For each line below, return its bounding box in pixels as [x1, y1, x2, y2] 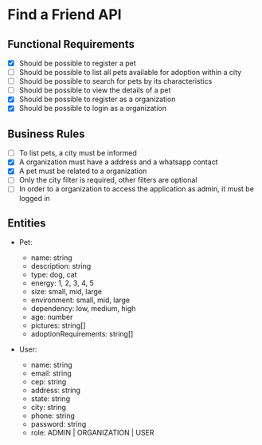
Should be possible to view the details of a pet [18, 85, 171, 95]
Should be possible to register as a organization [18, 94, 176, 104]
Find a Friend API [7, 6, 122, 24]
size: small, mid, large [30, 287, 103, 297]
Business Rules [7, 127, 85, 140]
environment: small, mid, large [30, 295, 131, 305]
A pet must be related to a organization [18, 166, 147, 176]
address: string [30, 385, 81, 396]
